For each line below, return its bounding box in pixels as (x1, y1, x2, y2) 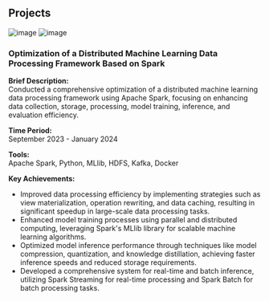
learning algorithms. (19, 232, 87, 242)
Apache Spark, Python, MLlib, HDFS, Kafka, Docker (8, 158, 179, 168)
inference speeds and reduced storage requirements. (19, 258, 197, 267)
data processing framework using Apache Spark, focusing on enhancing (8, 93, 249, 103)
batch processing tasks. (19, 283, 100, 293)
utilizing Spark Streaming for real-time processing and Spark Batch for (19, 275, 253, 284)
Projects (8, 6, 51, 20)
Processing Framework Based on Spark (8, 58, 165, 69)
